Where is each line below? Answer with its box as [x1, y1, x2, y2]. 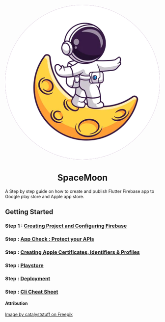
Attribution [5, 300, 28, 306]
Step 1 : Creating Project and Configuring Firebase [5, 222, 127, 229]
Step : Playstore [5, 262, 44, 269]
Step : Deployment [5, 275, 51, 282]
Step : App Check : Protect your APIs [5, 236, 94, 242]
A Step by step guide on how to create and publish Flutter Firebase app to [5, 188, 155, 194]
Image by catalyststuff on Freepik [5, 312, 73, 318]
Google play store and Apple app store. [5, 193, 84, 199]
